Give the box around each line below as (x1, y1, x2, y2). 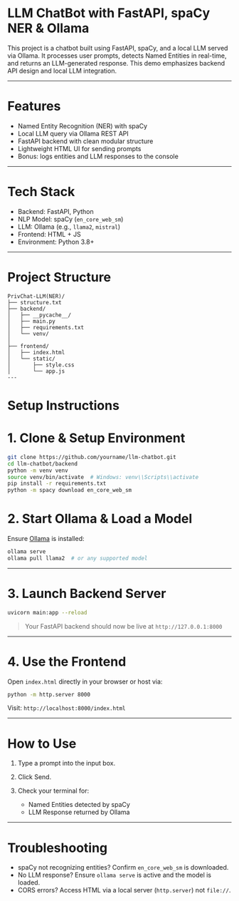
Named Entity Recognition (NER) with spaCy (17, 121, 148, 130)
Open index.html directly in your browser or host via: (7, 677, 163, 686)
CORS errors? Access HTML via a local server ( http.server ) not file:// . (17, 886, 231, 895)
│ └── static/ (7, 355, 55, 362)
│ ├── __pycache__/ (7, 312, 72, 319)
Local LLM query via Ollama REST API (17, 129, 129, 138)
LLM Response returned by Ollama (28, 808, 130, 817)
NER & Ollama (7, 20, 90, 36)
